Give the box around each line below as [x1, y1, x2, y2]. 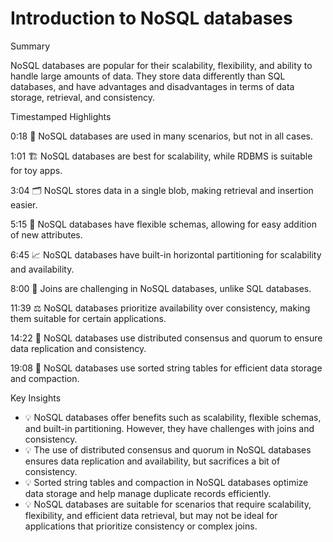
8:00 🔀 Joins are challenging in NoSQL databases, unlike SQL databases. [10, 282, 312, 294]
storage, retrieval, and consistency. [10, 91, 155, 103]
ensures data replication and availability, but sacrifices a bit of [24, 455, 281, 467]
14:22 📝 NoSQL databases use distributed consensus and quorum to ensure [10, 332, 323, 344]
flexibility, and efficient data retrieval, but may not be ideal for [24, 509, 278, 521]
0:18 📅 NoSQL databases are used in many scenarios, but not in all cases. [10, 130, 314, 142]
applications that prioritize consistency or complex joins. [24, 520, 258, 532]
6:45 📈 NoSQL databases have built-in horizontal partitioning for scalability [10, 248, 322, 261]
